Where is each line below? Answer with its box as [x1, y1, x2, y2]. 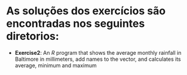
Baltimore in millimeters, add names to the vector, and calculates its [14, 55, 181, 62]
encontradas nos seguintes [6, 17, 145, 30]
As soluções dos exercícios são [6, 4, 166, 18]
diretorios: [6, 30, 60, 43]
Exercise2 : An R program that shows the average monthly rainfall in [14, 49, 182, 56]
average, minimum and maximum [14, 61, 97, 69]
